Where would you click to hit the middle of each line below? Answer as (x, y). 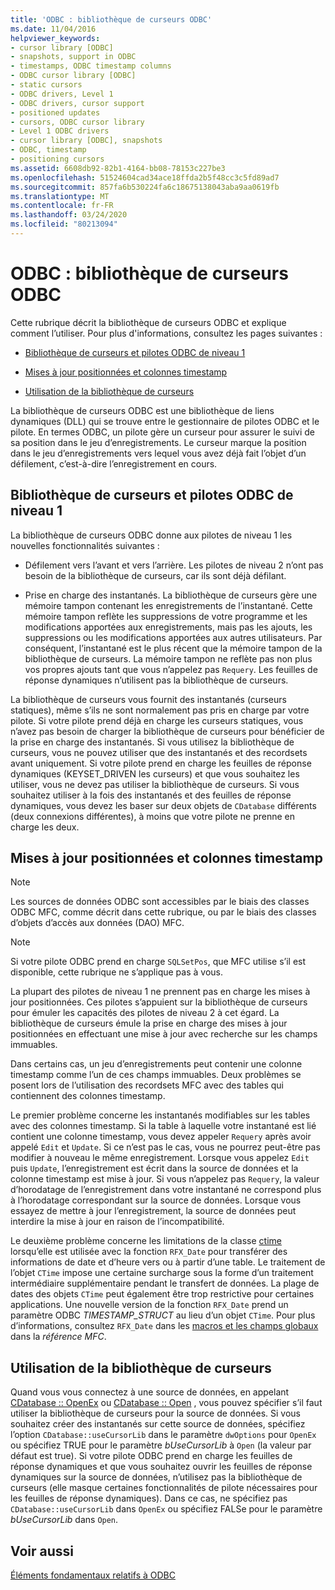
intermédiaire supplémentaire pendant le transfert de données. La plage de (165, 1283)
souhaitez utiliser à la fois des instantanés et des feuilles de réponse (151, 795)
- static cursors (46, 85)
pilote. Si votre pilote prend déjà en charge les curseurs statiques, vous (157, 720)
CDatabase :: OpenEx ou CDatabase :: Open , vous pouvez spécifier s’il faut (166, 1403)
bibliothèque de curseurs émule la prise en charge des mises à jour (149, 1023)
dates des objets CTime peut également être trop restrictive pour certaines (162, 1294)
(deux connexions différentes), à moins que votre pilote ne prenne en (153, 816)
